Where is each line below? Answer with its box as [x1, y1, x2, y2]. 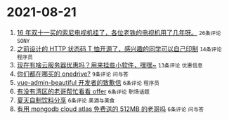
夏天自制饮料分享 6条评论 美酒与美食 [16, 95, 115, 104]
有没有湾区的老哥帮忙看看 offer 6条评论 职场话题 [16, 87, 150, 95]
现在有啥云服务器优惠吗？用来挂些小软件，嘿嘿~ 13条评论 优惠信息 [16, 60, 203, 69]
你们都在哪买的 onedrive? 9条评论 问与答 [16, 69, 129, 78]
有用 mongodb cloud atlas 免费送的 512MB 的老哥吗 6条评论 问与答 [16, 105, 204, 113]
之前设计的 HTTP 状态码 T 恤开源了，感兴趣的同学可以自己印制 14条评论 [16, 44, 222, 53]
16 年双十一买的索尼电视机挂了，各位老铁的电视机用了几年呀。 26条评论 [16, 28, 222, 36]
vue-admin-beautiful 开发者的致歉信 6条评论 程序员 [16, 78, 159, 86]
